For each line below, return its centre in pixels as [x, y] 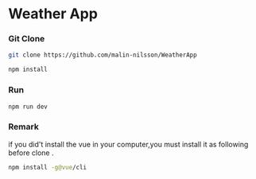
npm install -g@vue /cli [48, 167]
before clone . [31, 153]
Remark [24, 126]
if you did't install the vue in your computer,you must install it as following [128, 144]
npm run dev [28, 107]
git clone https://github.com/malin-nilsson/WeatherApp [103, 55]
